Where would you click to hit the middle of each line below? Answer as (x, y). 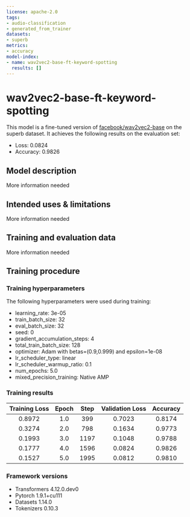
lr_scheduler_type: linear (46, 358)
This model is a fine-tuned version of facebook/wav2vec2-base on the (94, 127)
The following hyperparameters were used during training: (79, 302)
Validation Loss (124, 408)
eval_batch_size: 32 (40, 326)
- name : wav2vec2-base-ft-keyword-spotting (62, 62)
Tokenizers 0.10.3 (36, 509)
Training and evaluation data (61, 238)
